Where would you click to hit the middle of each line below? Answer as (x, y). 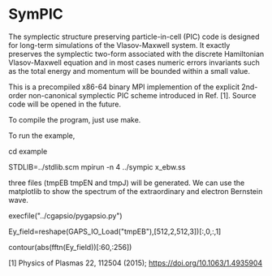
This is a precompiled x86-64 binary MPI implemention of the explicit (124, 87)
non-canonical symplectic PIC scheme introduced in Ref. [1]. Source (142, 95)
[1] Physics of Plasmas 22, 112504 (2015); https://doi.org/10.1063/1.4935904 (136, 263)
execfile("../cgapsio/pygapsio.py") (66, 215)
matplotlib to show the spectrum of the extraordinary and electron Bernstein (136, 191)
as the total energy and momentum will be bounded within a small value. (129, 71)
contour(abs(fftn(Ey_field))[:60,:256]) (70, 247)
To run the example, (42, 136)
